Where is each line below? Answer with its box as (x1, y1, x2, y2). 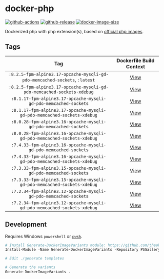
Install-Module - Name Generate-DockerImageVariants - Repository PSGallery (5, 247, 161, 252)
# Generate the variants (5, 265, 56, 270)
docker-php (5, 3, 54, 14)
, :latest (75, 76, 95, 83)
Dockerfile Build (116, 57, 155, 64)
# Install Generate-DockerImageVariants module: (5, 242, 106, 248)
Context (126, 63, 145, 70)
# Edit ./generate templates (5, 256, 64, 261)
